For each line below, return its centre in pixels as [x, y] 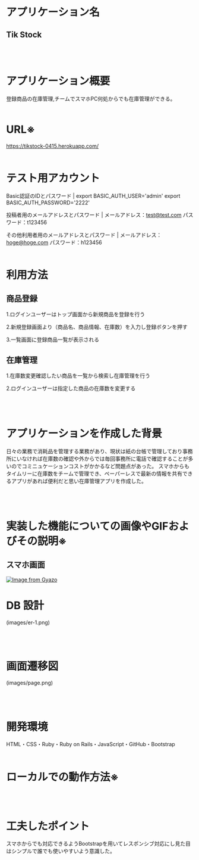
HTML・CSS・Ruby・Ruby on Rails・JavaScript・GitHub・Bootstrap [91, 744]
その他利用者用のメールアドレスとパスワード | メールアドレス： [84, 235]
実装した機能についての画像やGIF [87, 526]
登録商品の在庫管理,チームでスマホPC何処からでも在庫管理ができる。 [91, 98]
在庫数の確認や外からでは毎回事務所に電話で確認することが [115, 459]
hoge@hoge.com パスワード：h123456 [54, 242]
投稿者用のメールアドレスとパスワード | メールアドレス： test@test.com [94, 214]
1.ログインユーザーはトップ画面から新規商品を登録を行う [76, 314]
